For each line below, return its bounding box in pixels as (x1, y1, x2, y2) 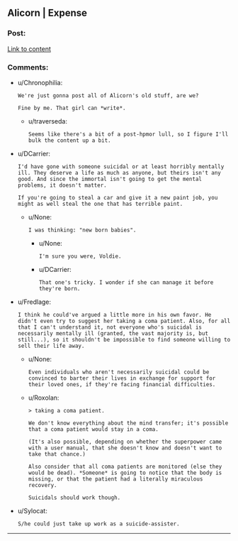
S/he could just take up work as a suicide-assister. (17, 520, 180, 528)
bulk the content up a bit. (28, 136, 111, 144)
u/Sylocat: (17, 506, 47, 515)
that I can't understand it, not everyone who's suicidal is (17, 324, 203, 331)
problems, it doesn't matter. (17, 182, 108, 189)
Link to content (7, 44, 52, 53)
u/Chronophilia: (17, 78, 63, 87)
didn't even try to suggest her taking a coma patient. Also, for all (17, 317, 231, 324)
